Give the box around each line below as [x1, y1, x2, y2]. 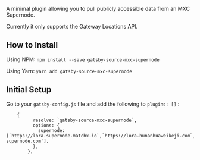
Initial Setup [6, 84, 52, 95]
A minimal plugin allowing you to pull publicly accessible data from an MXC [6, 5, 190, 12]
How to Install [6, 40, 58, 50]
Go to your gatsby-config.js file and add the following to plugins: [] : [6, 101, 180, 108]
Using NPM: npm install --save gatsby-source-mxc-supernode [6, 56, 160, 63]
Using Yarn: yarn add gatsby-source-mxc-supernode [6, 67, 132, 74]
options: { [32, 122, 60, 128]
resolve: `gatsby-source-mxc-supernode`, [32, 117, 137, 123]
